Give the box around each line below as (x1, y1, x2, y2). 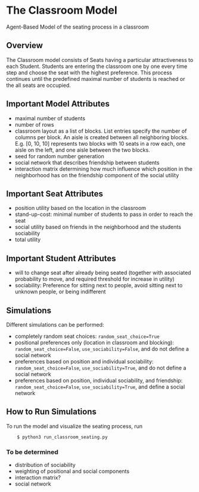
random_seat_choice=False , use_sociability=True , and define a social (14, 383, 185, 390)
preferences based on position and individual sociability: (14, 358, 154, 365)
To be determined (6, 447, 58, 456)
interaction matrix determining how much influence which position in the (14, 165, 192, 173)
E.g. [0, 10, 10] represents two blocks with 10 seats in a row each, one (14, 140, 186, 147)
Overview (6, 40, 43, 51)
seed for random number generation (14, 152, 104, 159)
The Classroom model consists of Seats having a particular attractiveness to (6, 56, 194, 63)
